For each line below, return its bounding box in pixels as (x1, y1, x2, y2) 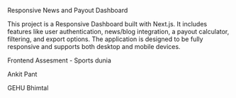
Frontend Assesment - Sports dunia (7, 56, 112, 65)
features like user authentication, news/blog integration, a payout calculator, (7, 28, 230, 36)
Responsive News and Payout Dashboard (7, 6, 128, 14)
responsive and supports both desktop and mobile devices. (7, 43, 181, 50)
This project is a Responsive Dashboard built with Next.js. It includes (7, 20, 208, 28)
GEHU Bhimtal (7, 84, 49, 92)
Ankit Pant (7, 70, 38, 78)
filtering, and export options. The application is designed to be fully (7, 35, 203, 43)
